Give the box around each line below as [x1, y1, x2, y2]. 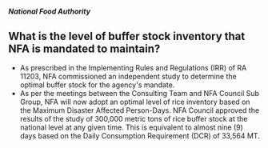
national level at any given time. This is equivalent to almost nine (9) [19, 122, 244, 132]
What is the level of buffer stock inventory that [8, 29, 246, 43]
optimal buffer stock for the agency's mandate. [19, 80, 175, 90]
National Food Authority [8, 6, 90, 16]
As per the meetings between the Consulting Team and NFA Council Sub [19, 89, 260, 98]
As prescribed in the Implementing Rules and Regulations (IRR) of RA [19, 63, 247, 73]
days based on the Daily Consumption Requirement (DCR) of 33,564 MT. [19, 131, 260, 141]
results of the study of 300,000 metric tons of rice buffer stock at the [19, 114, 248, 124]
